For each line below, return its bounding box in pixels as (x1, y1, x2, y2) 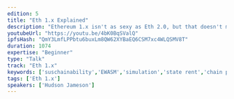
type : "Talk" (7, 56, 45, 63)
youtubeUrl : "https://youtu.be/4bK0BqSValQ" (7, 29, 139, 37)
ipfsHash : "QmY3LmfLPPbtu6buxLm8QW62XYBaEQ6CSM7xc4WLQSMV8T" (7, 36, 189, 43)
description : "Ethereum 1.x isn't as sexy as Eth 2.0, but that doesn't (7, 23, 223, 30)
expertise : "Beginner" (7, 49, 73, 56)
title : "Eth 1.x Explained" (7, 17, 89, 24)
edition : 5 (7, 10, 39, 17)
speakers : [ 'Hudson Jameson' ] (7, 82, 95, 89)
